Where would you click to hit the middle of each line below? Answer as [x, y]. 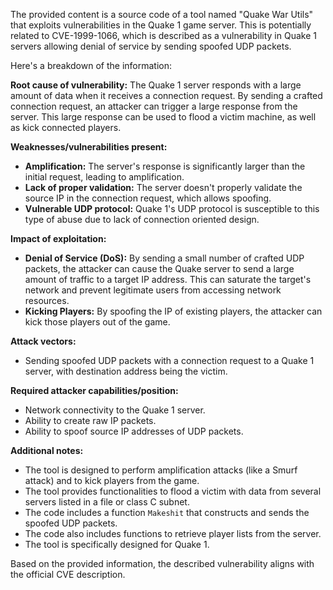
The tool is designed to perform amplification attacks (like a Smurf [161, 470]
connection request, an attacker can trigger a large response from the [154, 106]
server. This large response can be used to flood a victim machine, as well [163, 117]
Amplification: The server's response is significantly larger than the [165, 166]
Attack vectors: [43, 341]
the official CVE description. [68, 574]
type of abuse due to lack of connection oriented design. [142, 219]
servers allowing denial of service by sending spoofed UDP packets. [151, 46]
